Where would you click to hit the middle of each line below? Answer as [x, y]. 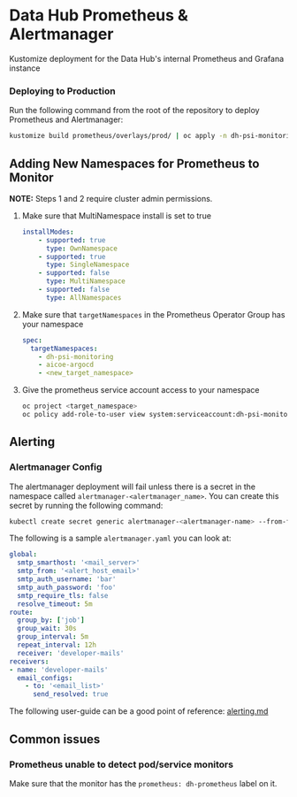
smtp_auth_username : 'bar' [67, 579]
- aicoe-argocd [66, 365]
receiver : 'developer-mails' [71, 653]
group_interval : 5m [53, 637]
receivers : [29, 661]
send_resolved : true [70, 694]
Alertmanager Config [56, 467]
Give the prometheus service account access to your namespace [141, 390]
